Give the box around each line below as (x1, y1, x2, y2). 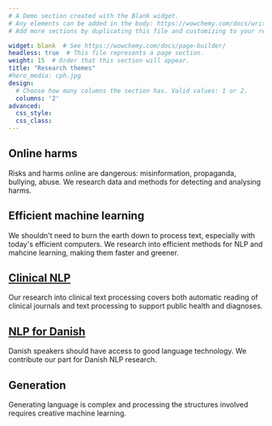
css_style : (15, 109, 53, 117)
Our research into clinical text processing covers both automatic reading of (8, 292, 259, 302)
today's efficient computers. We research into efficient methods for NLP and (8, 239, 263, 249)
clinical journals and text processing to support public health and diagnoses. (8, 301, 263, 311)
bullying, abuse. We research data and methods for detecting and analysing (8, 177, 261, 186)
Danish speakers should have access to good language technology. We (8, 346, 247, 356)
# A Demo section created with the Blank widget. (8, 11, 180, 20)
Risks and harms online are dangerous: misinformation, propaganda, (8, 168, 236, 178)
